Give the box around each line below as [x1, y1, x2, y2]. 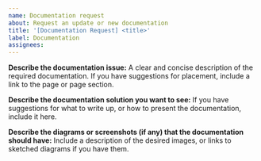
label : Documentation [8, 33, 80, 42]
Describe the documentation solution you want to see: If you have [8, 95, 229, 105]
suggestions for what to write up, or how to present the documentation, [8, 104, 242, 113]
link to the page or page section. [8, 80, 114, 90]
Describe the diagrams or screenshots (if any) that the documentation [8, 128, 244, 137]
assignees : [8, 41, 44, 49]
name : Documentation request [8, 11, 105, 20]
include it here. [8, 112, 57, 121]
